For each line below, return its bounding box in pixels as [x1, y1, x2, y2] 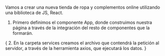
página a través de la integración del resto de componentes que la [12, 25, 150, 31]
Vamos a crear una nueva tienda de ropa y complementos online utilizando [5, 5, 160, 10]
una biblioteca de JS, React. [5, 10, 63, 16]
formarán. [12, 30, 34, 36]
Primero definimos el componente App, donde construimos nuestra [12, 20, 152, 25]
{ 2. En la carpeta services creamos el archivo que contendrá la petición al [5, 40, 159, 46]
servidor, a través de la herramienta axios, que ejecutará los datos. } [5, 45, 147, 51]
